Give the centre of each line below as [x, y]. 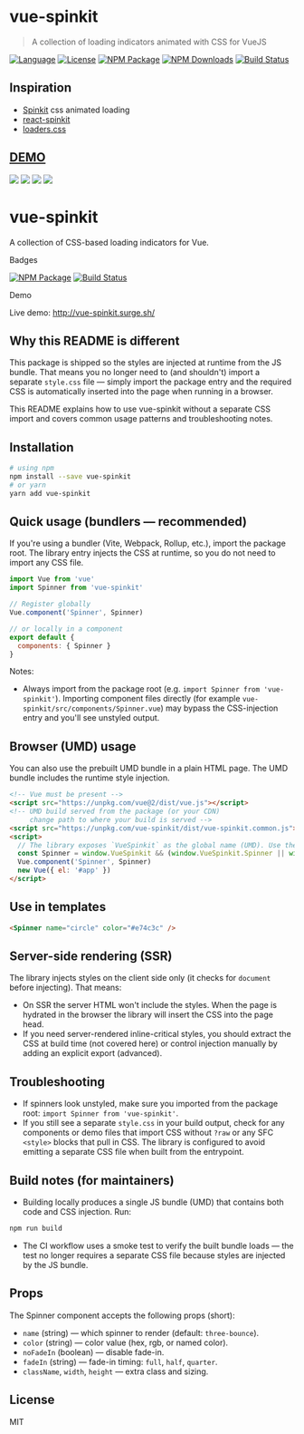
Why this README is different [95, 340]
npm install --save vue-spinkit [70, 477]
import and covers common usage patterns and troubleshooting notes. [141, 419]
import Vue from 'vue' [52, 579]
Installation [42, 447]
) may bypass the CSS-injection [219, 708]
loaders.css [44, 129]
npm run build [36, 1228]
